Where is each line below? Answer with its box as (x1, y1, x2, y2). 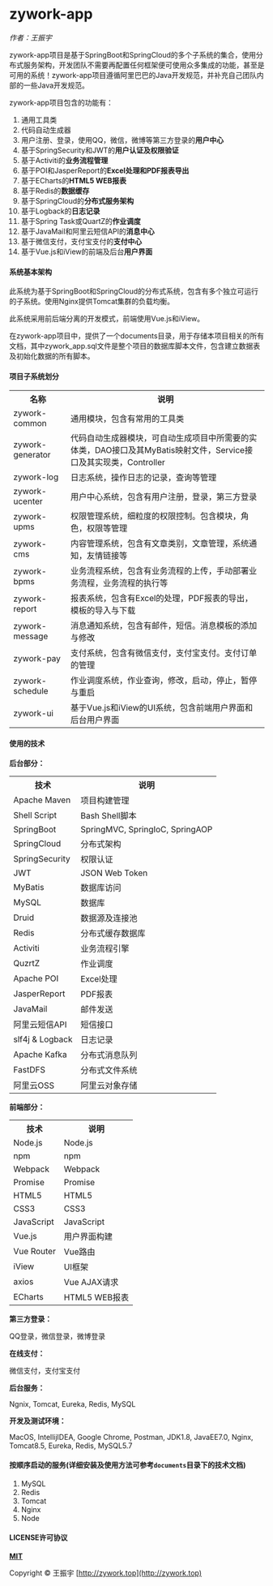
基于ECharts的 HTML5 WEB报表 (20, 175, 126, 185)
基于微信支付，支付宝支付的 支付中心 (20, 236, 143, 246)
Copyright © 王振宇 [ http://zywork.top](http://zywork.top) (9, 1567, 202, 1578)
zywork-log (13, 471, 59, 483)
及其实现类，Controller (79, 457, 165, 468)
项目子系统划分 (9, 371, 59, 381)
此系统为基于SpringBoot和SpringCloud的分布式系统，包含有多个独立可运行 (9, 286, 258, 296)
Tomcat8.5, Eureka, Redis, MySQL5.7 (9, 1441, 133, 1451)
